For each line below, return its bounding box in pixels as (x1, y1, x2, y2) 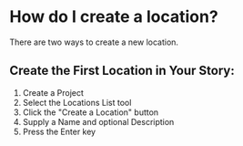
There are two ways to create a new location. (9, 36, 179, 47)
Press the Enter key (22, 126, 96, 137)
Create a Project (22, 87, 85, 98)
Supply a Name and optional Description (22, 116, 175, 127)
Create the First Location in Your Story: (9, 63, 235, 78)
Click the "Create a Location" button (22, 107, 159, 118)
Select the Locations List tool (22, 97, 132, 108)
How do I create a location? (9, 6, 218, 27)
